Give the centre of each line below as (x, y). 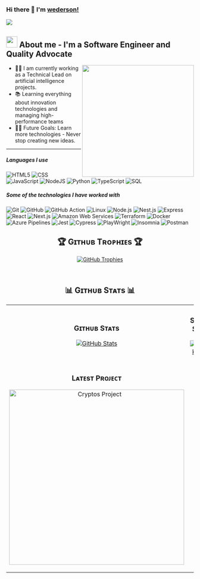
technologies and (36, 109)
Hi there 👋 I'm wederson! (43, 10)
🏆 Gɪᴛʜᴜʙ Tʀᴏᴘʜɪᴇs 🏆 (100, 242)
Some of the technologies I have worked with (63, 195)
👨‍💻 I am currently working (46, 69)
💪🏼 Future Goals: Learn (43, 128)
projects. (26, 87)
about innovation (35, 103)
